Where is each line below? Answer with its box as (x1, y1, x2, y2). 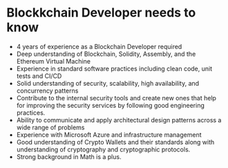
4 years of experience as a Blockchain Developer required (16, 42, 182, 50)
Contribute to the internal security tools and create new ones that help (16, 93, 217, 102)
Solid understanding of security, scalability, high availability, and (16, 79, 200, 87)
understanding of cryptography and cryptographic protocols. (16, 145, 191, 153)
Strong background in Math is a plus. (16, 152, 122, 160)
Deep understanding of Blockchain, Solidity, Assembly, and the (16, 50, 196, 58)
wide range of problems (16, 123, 85, 131)
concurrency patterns (16, 86, 79, 95)
